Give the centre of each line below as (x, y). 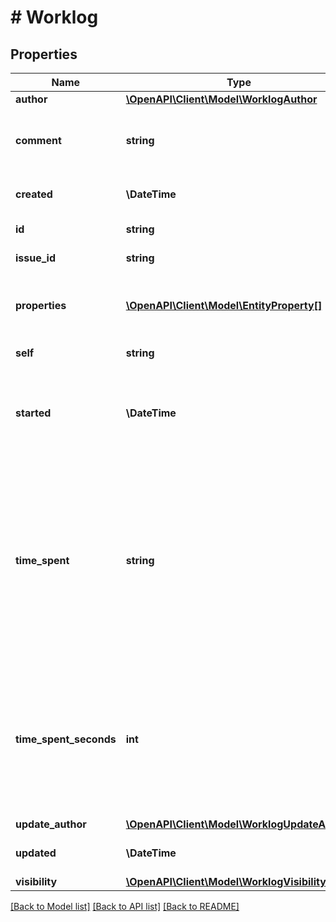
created (34, 194)
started (33, 413)
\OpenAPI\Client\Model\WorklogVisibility (226, 881)
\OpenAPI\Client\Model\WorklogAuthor (221, 99)
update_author (51, 824)
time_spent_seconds (66, 739)
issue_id (36, 258)
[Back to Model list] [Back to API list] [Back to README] (125, 906)
